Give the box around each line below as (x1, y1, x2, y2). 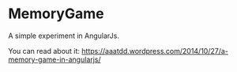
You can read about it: (8, 46, 81, 55)
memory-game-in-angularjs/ (8, 55, 101, 64)
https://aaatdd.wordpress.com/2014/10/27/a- (81, 46, 229, 55)
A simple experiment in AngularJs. (8, 31, 120, 40)
